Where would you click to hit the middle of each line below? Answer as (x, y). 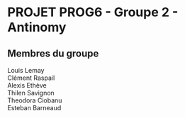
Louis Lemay (26, 70)
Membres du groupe (53, 53)
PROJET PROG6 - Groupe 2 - (93, 12)
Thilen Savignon (31, 93)
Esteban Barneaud (34, 108)
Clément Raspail (31, 78)
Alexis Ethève (27, 85)
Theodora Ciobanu (35, 100)
